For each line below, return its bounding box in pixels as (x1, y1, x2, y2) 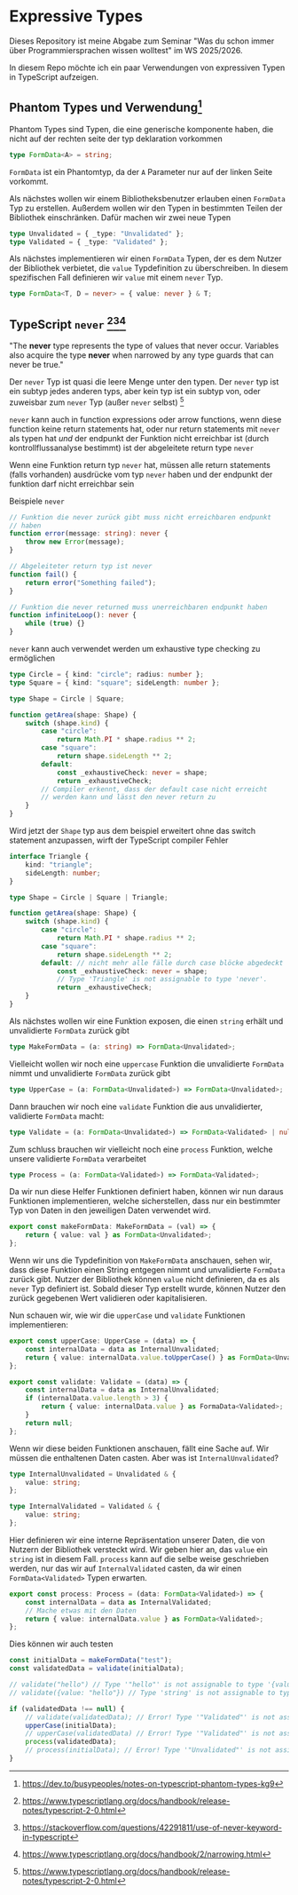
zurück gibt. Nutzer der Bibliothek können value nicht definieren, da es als (9, 1274, 280, 1285)
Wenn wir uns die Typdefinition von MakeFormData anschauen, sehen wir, (9, 1255, 272, 1266)
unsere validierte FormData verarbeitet (9, 1153, 146, 1164)
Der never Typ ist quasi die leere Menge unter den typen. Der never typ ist (9, 377, 279, 387)
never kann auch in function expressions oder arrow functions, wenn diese (9, 414, 282, 424)
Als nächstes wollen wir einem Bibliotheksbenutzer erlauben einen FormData (9, 193, 286, 203)
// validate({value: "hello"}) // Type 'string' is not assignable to (9, 1688, 276, 1697)
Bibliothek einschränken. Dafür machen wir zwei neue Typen (9, 211, 231, 223)
